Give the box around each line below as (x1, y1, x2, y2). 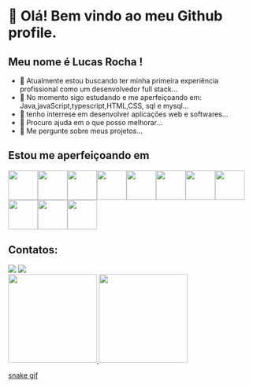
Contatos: (8, 243, 58, 257)
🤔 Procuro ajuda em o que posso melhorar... (19, 118, 163, 127)
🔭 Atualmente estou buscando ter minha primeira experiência (19, 76, 219, 85)
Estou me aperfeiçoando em (8, 149, 150, 162)
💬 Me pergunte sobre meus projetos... (19, 126, 143, 135)
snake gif (8, 370, 39, 380)
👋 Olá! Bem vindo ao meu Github (8, 7, 223, 25)
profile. (8, 24, 58, 42)
